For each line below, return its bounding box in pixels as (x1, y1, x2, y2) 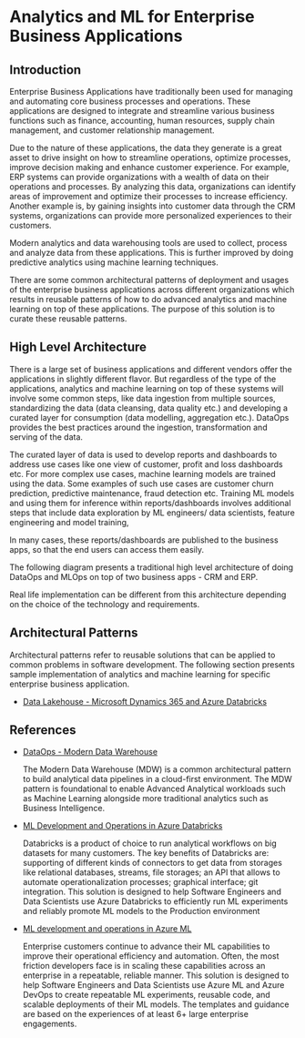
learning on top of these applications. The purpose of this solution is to (9, 303, 276, 314)
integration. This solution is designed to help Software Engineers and (22, 886, 282, 898)
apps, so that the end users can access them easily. (9, 544, 205, 555)
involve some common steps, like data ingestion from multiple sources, (9, 392, 276, 403)
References (9, 722, 76, 738)
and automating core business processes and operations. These (9, 96, 251, 107)
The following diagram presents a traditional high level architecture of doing (9, 562, 294, 573)
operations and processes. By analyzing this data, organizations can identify (9, 181, 296, 192)
